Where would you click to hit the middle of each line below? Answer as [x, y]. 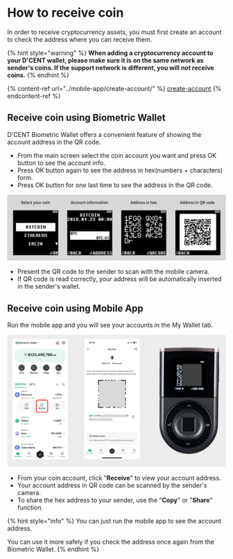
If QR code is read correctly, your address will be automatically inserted [119, 279]
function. [30, 507]
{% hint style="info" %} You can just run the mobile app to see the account [114, 521]
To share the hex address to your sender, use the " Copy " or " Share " [115, 500]
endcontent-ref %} [34, 96]
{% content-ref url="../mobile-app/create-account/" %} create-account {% [114, 88]
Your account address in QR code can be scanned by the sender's [112, 485]
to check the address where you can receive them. [80, 39]
